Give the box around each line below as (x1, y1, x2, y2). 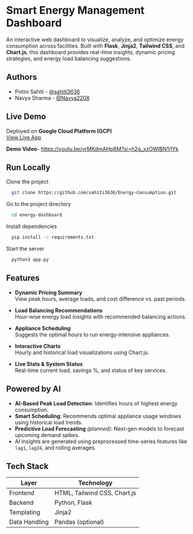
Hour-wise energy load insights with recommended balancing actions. (14, 313, 187, 320)
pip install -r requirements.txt (11, 235, 94, 241)
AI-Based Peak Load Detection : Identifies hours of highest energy (14, 399, 178, 407)
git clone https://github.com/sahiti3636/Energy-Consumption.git (11, 190, 177, 196)
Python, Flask (54, 498, 93, 507)
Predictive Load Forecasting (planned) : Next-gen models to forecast (14, 425, 185, 432)
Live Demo (6, 111, 46, 122)
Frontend (9, 489, 34, 497)
